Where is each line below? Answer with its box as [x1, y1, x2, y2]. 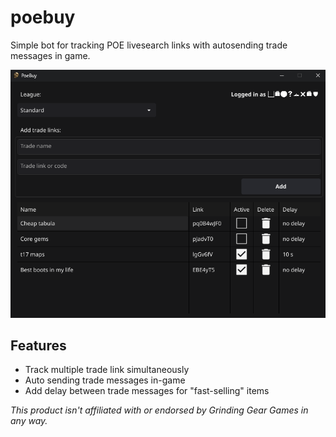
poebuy [10, 6, 76, 29]
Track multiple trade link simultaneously [24, 364, 190, 376]
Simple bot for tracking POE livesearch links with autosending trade [10, 39, 288, 51]
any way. [10, 415, 48, 427]
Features [10, 337, 67, 355]
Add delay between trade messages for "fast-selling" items [24, 385, 270, 397]
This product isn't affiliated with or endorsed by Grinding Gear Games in [10, 404, 309, 416]
